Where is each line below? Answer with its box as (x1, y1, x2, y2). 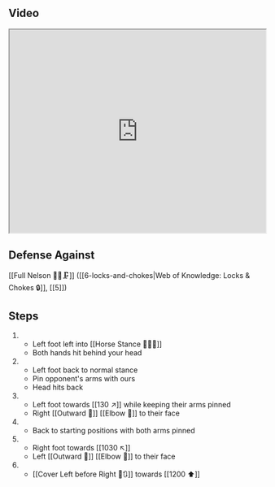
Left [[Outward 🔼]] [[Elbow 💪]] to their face (32, 451, 176, 462)
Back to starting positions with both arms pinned (32, 426, 195, 436)
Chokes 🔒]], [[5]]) (8, 282, 68, 292)
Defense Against (8, 248, 95, 263)
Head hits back (32, 382, 84, 393)
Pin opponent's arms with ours (32, 374, 136, 384)
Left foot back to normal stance (32, 365, 138, 375)
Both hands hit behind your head (32, 348, 142, 358)
